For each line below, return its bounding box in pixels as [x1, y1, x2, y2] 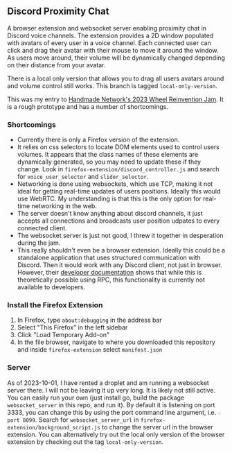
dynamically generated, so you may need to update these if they [17, 157, 202, 166]
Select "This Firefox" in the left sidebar [17, 323, 128, 332]
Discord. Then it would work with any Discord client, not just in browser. [17, 261, 223, 269]
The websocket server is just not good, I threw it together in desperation [17, 232, 224, 240]
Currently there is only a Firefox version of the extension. [17, 135, 180, 144]
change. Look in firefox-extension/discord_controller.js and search [17, 165, 220, 173]
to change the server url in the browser [101, 422, 213, 431]
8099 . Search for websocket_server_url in [22, 416, 139, 424]
